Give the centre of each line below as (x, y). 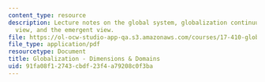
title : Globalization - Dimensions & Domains (84, 59)
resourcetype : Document (47, 52)
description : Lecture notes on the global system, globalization (118, 23)
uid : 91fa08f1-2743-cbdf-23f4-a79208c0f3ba (81, 66)
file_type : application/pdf (54, 45)
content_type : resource (47, 15)
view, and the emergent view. (65, 30)
